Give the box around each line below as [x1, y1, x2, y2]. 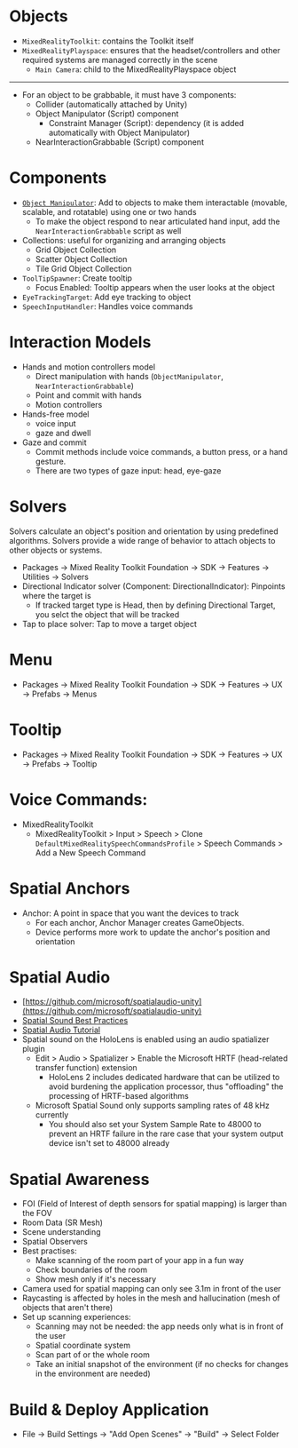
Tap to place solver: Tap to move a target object [21, 618, 198, 629]
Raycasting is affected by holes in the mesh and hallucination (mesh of [21, 1293, 281, 1303]
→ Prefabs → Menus [21, 688, 98, 699]
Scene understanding [21, 1227, 101, 1237]
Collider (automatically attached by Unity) [35, 99, 188, 109]
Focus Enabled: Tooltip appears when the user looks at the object [35, 282, 275, 292]
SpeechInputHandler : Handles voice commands [21, 300, 193, 312]
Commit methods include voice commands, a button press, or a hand [35, 446, 288, 457]
